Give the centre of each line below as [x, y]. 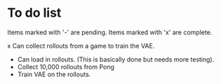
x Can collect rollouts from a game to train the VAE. [81, 45]
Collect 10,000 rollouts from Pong [66, 66]
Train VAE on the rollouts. [54, 74]
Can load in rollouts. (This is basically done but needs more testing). [116, 59]
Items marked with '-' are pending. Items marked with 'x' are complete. [110, 32]
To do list [34, 13]
